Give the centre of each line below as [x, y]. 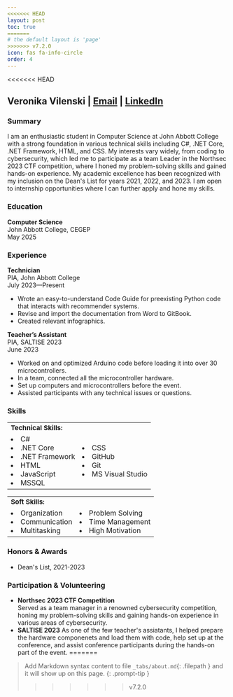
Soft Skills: [28, 502]
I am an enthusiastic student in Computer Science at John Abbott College [113, 137]
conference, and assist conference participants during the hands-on [116, 644]
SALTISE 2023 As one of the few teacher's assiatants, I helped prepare [120, 630]
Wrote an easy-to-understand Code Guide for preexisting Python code [119, 299]
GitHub [104, 457]
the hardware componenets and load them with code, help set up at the [120, 637]
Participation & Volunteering [56, 585]
